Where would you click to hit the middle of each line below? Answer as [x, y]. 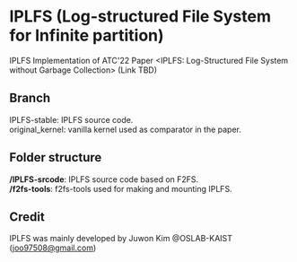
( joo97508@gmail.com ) [53, 248]
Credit [27, 217]
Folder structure [56, 157]
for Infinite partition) [87, 35]
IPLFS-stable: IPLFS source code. [71, 119]
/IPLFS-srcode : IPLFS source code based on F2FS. [104, 179]
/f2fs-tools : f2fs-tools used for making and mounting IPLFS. [121, 188]
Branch [30, 98]
